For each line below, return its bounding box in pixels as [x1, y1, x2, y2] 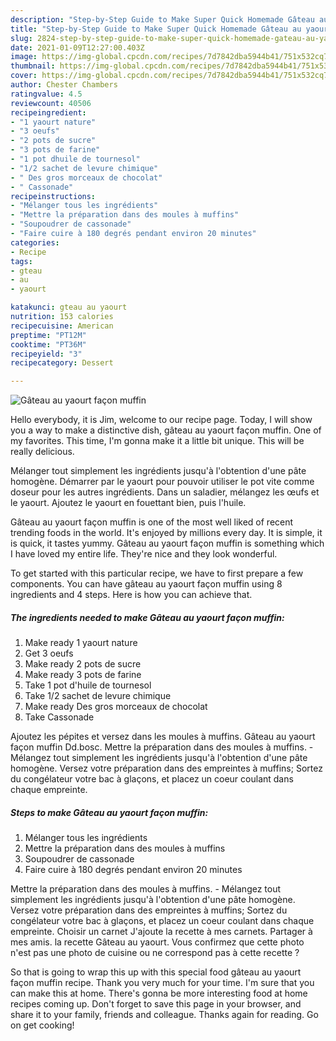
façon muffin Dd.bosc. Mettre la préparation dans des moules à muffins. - [10, 741, 314, 753]
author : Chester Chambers [10, 80, 118, 90]
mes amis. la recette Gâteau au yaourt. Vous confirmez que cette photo [10, 936, 305, 948]
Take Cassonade [24, 711, 95, 723]
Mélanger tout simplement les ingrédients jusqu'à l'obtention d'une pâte [10, 465, 307, 477]
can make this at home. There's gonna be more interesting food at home [10, 987, 308, 1000]
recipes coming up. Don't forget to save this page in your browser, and [10, 998, 302, 1010]
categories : [10, 237, 60, 248]
